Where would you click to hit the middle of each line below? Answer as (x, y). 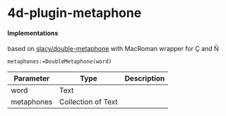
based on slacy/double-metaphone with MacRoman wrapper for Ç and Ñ (113, 49)
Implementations (33, 33)
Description (145, 79)
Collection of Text (88, 102)
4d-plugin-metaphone (75, 13)
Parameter (32, 79)
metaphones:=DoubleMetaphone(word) (60, 62)
